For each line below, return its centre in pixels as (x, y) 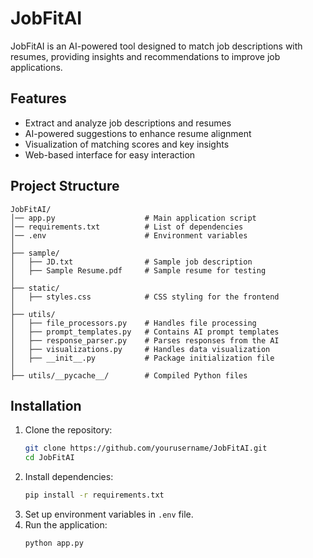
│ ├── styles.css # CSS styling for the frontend (145, 297)
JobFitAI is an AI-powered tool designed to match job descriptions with (156, 46)
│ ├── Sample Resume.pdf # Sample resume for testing (138, 270)
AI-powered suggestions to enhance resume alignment (138, 133)
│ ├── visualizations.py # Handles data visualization (140, 349)
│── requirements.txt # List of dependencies (127, 227)
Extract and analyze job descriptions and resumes (128, 123)
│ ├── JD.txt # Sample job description (131, 262)
